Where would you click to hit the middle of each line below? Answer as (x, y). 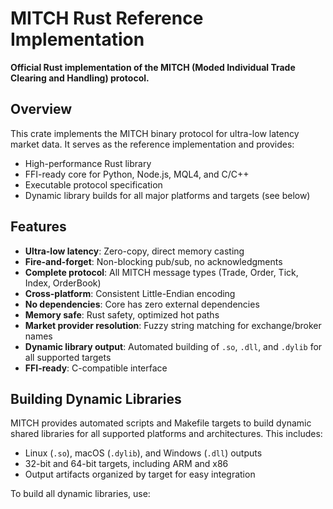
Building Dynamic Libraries (96, 398)
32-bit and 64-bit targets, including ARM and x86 (126, 464)
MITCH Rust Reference (107, 18)
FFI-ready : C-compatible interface (96, 368)
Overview (41, 109)
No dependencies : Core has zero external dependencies (142, 304)
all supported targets (68, 357)
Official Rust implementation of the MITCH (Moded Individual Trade (153, 67)
